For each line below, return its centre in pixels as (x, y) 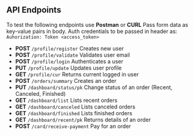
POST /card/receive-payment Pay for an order (73, 126)
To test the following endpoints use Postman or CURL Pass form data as (97, 24)
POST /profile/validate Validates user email (72, 55)
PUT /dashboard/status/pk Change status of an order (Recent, (94, 87)
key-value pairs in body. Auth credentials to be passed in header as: (92, 31)
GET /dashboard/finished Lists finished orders (74, 113)
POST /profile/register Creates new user (69, 48)
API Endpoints (34, 10)
